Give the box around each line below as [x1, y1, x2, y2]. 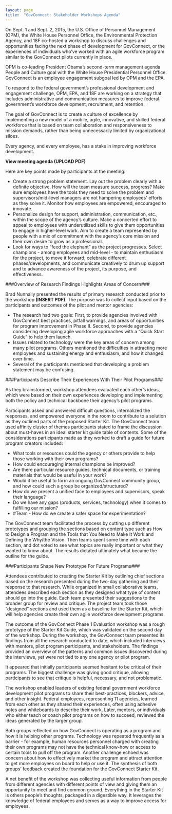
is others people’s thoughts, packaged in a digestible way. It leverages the [5, 792, 162, 798]
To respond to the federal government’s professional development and [5, 84, 155, 91]
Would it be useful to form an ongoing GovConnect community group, [12, 477, 161, 483]
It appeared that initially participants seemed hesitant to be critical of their [5, 664, 162, 670]
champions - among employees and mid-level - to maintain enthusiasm [12, 249, 164, 255]
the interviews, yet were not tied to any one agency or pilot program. [5, 654, 150, 660]
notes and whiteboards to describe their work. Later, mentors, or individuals [5, 707, 166, 713]
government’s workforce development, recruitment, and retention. [5, 101, 145, 107]
